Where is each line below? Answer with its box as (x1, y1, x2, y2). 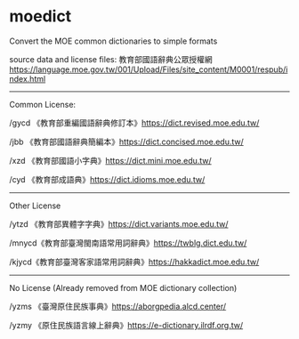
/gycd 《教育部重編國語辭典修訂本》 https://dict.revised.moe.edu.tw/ (9, 117, 260, 128)
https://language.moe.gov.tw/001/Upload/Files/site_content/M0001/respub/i (9, 64, 288, 75)
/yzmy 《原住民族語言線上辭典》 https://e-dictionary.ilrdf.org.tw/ (9, 319, 244, 330)
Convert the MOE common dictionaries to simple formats (9, 36, 218, 46)
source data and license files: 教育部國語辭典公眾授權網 (9, 53, 213, 64)
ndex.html (9, 73, 46, 84)
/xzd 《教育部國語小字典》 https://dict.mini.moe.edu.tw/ (9, 155, 212, 165)
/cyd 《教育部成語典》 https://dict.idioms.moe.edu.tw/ (9, 174, 206, 184)
